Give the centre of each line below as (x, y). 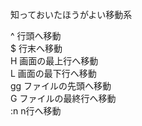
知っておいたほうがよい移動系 (71, 14)
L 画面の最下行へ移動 (53, 73)
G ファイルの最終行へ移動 (63, 98)
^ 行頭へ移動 (36, 36)
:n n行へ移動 (36, 111)
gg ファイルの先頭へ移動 (61, 86)
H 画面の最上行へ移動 (54, 61)
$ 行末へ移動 (36, 48)
